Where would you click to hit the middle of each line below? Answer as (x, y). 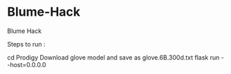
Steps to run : (27, 44)
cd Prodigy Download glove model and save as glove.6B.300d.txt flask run (113, 57)
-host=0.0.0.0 (27, 64)
